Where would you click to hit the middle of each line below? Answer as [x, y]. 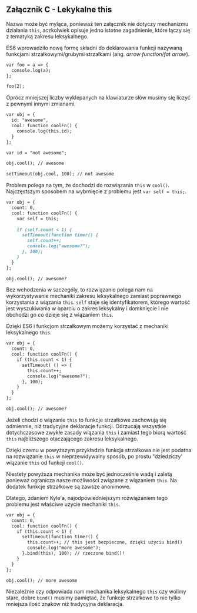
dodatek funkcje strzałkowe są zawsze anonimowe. [69, 486]
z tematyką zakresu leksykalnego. [47, 36]
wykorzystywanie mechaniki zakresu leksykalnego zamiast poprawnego [94, 296]
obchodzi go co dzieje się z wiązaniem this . [60, 315]
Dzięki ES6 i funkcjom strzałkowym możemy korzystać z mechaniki [87, 326]
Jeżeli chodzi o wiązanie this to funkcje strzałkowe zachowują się [86, 420]
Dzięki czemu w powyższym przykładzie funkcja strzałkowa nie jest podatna [99, 450]
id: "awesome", [30, 120]
